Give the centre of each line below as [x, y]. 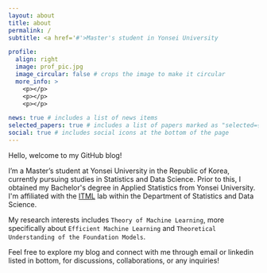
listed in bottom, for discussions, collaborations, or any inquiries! [114, 260]
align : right [37, 60]
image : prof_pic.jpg [49, 67]
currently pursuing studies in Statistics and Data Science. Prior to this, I [124, 179]
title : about [30, 23]
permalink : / [30, 30]
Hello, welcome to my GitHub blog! [65, 155]
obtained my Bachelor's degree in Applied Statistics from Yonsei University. [132, 187]
